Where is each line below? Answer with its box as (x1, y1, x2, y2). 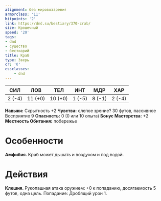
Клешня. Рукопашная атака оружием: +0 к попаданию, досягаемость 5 (5, 185, 156, 191)
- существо (5, 44, 27, 49)
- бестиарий (5, 48, 29, 53)
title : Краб (5, 53, 29, 58)
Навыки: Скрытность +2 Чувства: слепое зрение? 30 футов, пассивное (5, 108, 156, 114)
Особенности (5, 136, 64, 146)
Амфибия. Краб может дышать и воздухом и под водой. (5, 151, 124, 157)
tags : (5, 35, 16, 40)
